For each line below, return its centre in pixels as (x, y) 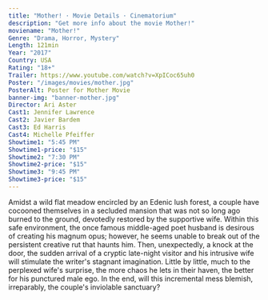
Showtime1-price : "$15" (48, 150)
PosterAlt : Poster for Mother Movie (69, 90)
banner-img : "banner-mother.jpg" (64, 98)
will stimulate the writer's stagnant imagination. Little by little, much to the (129, 262)
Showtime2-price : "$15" (48, 165)
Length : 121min (34, 46)
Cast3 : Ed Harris (37, 127)
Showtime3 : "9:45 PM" (44, 172)
